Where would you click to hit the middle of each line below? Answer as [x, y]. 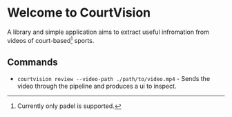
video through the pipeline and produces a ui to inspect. [97, 86]
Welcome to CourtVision [79, 13]
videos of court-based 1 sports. [51, 39]
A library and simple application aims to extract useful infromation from [108, 32]
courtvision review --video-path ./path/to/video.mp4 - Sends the [114, 79]
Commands [33, 62]
